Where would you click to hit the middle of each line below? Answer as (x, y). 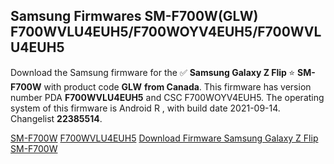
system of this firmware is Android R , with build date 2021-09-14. (145, 108)
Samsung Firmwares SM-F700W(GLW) (134, 16)
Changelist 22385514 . (56, 118)
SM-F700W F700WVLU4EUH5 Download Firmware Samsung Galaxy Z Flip (164, 138)
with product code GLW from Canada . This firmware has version (177, 86)
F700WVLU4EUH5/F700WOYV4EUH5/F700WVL (166, 32)
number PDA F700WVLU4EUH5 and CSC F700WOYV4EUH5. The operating (167, 97)
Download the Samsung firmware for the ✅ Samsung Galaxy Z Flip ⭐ (153, 72)
